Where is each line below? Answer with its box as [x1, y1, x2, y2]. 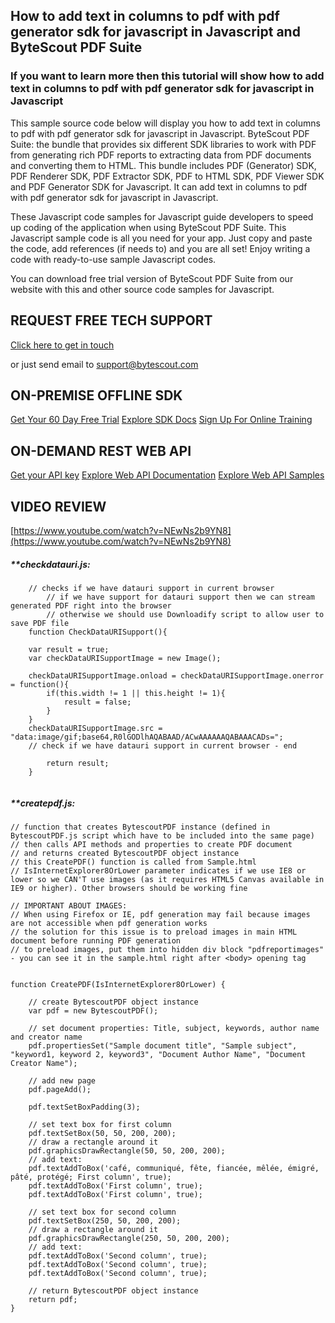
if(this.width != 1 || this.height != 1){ [46, 688, 226, 698]
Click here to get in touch [10, 339, 115, 351]
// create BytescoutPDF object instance [28, 997, 199, 1007]
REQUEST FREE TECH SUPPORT [10, 312, 213, 329]
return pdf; [28, 1294, 78, 1304]
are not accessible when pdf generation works [10, 918, 208, 928]
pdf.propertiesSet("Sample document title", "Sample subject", [28, 1040, 298, 1051]
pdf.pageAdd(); [28, 1084, 92, 1094]
